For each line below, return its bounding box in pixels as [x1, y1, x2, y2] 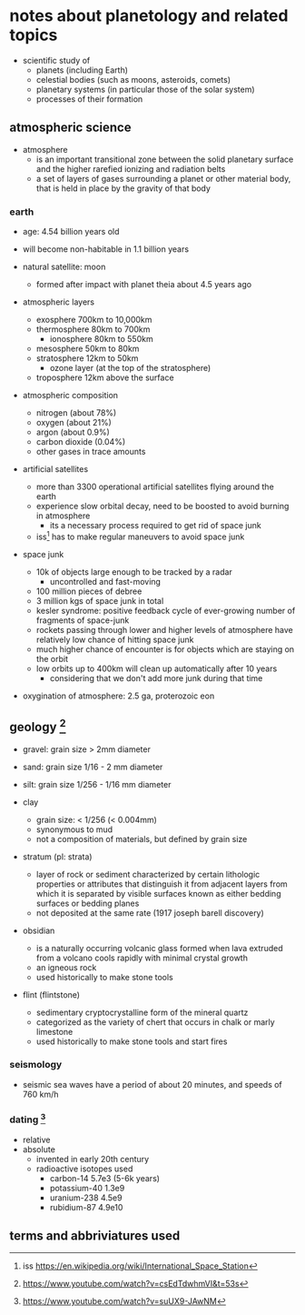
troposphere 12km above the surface [35, 372, 174, 383]
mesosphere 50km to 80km [35, 343, 140, 355]
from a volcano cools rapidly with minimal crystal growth [35, 952, 248, 963]
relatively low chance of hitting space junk [35, 634, 194, 645]
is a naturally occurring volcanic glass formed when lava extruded [35, 942, 283, 953]
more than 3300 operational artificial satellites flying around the [35, 481, 274, 492]
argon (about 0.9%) [35, 427, 111, 437]
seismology [9, 1059, 63, 1071]
